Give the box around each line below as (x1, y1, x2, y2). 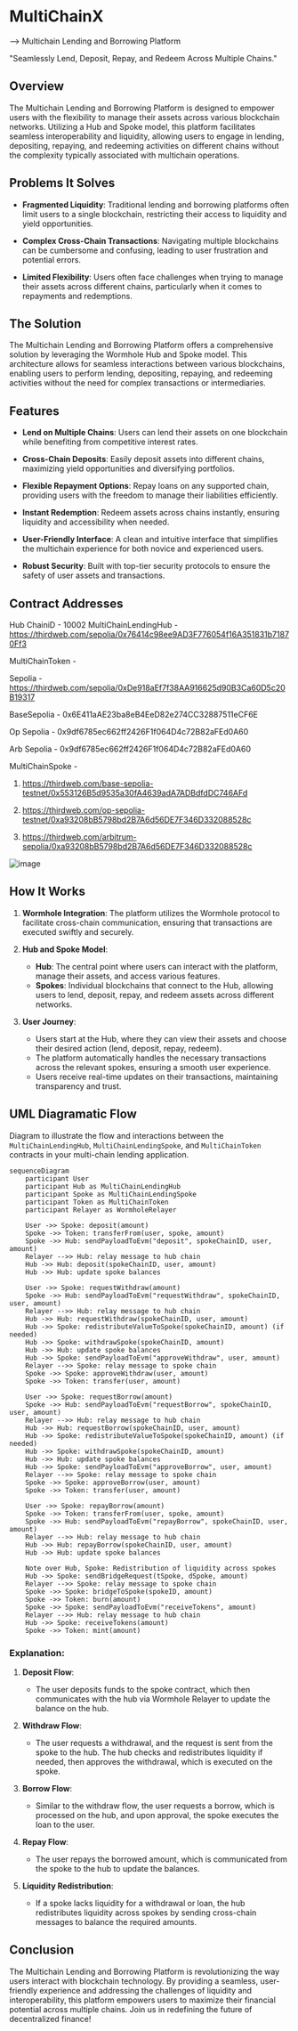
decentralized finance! (9, 2013, 92, 2024)
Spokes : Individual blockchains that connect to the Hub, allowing (35, 979, 274, 990)
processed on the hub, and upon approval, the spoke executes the (35, 1809, 279, 1820)
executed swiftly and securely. (21, 926, 134, 937)
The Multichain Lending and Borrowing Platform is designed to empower (9, 102, 275, 113)
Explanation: (9, 1646, 65, 1659)
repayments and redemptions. (21, 290, 133, 301)
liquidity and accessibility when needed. (21, 516, 170, 527)
